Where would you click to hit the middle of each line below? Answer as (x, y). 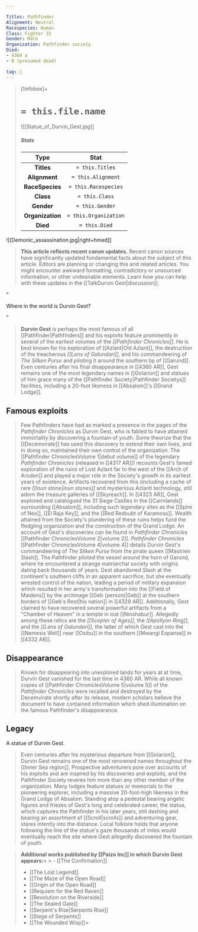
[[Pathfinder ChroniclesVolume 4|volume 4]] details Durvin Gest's (100, 545)
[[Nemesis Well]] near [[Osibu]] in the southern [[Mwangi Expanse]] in (106, 633)
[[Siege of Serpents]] (55, 916)
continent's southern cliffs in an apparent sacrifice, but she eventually (106, 577)
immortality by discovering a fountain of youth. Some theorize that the (106, 438)
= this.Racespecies (96, 187)
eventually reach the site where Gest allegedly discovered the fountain (106, 836)
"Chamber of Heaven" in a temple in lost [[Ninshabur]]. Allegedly (100, 614)
